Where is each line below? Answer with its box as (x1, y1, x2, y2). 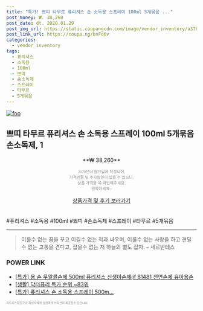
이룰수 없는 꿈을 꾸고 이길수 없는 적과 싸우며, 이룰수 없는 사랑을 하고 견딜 (21, 236, 192, 243)
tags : (6, 48, 20, 54)
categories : (6, 37, 36, 43)
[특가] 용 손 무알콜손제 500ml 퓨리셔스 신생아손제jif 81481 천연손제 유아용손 (14, 273, 194, 280)
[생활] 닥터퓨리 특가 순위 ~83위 (14, 280, 89, 287)
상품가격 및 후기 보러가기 (72, 197, 131, 204)
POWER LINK (6, 258, 45, 267)
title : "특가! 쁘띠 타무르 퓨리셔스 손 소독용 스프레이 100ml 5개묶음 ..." (6, 8, 173, 15)
